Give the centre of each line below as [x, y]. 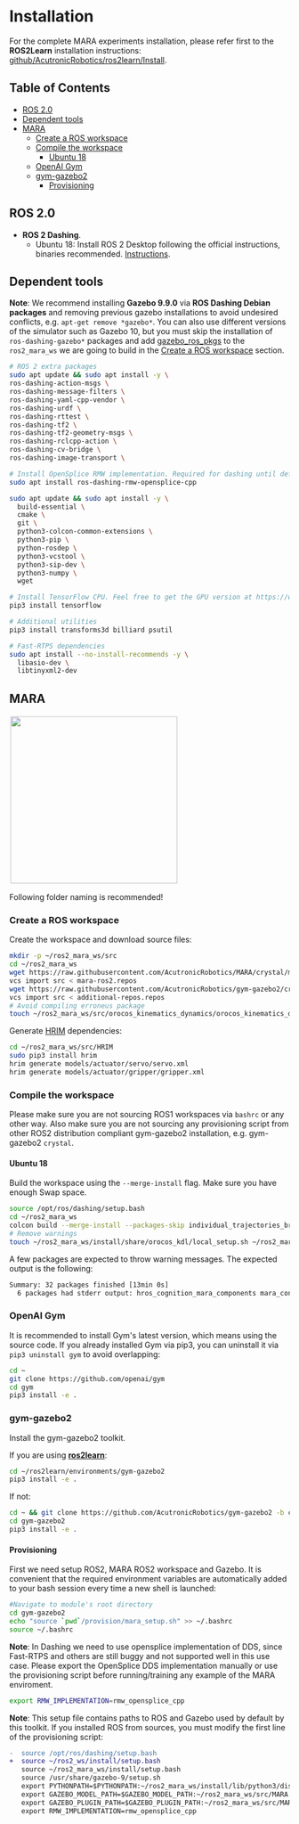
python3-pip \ [43, 540]
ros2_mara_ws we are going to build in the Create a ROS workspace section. [147, 350]
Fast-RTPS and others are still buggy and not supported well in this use [140, 1656]
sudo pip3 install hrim [53, 1056]
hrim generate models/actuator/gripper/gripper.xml [107, 1072]
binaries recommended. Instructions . [103, 254]
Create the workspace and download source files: [101, 940]
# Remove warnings [43, 1233]
